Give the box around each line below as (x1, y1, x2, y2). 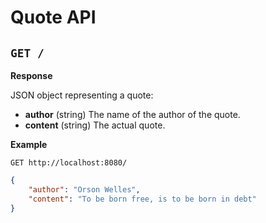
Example (10, 139, 48, 150)
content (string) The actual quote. (24, 119, 166, 131)
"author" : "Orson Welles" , (28, 184, 141, 195)
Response (10, 70, 53, 81)
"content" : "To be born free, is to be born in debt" (28, 194, 257, 204)
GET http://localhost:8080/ (10, 158, 128, 168)
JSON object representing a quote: (10, 89, 154, 101)
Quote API (10, 6, 97, 29)
